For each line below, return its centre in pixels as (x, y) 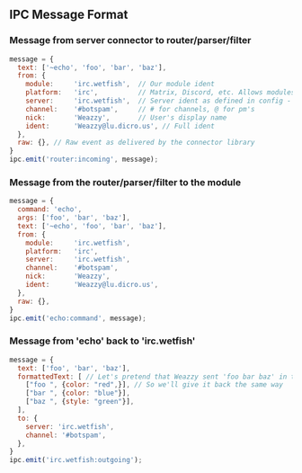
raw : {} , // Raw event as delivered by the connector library (136, 143)
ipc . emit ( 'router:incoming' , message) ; (84, 160)
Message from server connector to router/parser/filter (130, 40)
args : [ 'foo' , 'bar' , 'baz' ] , (74, 218)
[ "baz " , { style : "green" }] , (80, 402)
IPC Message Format (69, 15)
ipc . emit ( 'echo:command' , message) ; (78, 318)
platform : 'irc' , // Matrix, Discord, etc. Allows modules (160, 93)
